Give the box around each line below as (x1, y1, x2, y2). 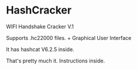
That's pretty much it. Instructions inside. (6, 57, 105, 64)
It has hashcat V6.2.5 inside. (6, 45, 74, 53)
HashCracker (6, 4, 72, 17)
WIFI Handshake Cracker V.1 (6, 23, 74, 30)
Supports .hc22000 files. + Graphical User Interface (6, 34, 132, 41)
